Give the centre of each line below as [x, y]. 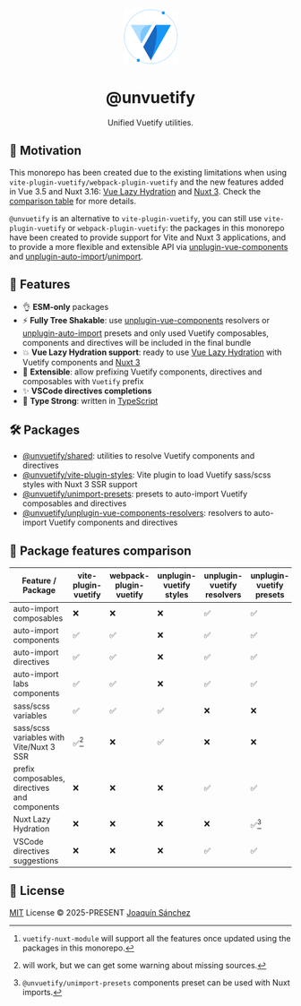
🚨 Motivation [46, 151]
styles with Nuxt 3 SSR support [80, 485]
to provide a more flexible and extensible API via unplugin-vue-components [149, 246]
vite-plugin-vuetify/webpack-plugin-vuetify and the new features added [146, 182]
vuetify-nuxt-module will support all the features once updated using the [156, 938]
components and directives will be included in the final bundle [137, 342]
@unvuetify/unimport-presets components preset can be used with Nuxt [156, 982]
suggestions [36, 860]
